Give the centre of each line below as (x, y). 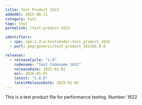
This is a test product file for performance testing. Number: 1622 (71, 97)
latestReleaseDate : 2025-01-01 (47, 83)
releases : (15, 55)
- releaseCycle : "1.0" (33, 60)
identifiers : (19, 37)
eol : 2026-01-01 (31, 74)
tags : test (16, 24)
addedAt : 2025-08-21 (27, 14)
